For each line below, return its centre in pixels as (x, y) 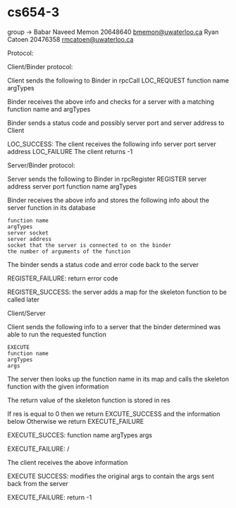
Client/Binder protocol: (40, 66)
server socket (28, 233)
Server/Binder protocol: (41, 165)
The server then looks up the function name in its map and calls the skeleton (118, 379)
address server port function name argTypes (72, 186)
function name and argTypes (49, 109)
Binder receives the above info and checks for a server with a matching (111, 101)
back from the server (38, 483)
